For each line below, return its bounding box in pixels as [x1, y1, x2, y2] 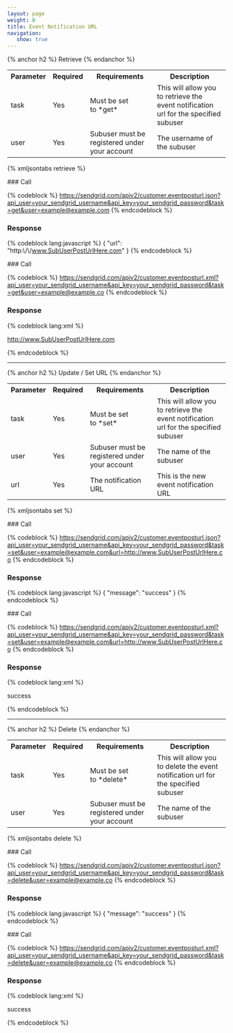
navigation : [7, 29, 42, 37]
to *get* [89, 105, 118, 115]
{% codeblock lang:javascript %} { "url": [7, 239, 123, 248]
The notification [89, 475, 141, 485]
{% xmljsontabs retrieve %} [7, 164, 86, 173]
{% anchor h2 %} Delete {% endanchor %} [7, 725, 130, 734]
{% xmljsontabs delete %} [7, 834, 82, 842]
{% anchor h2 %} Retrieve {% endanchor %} [7, 55, 135, 63]
